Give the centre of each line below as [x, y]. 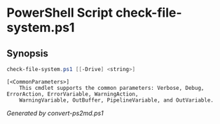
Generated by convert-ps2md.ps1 [55, 113]
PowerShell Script [60, 13]
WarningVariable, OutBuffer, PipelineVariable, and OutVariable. [117, 100]
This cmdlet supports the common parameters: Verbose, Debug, [112, 88]
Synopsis [27, 53]
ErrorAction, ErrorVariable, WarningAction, [73, 94]
